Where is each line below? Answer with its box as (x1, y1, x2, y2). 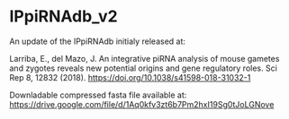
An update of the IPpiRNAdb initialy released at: (9, 36, 186, 47)
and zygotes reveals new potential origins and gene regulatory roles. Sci (9, 63, 277, 73)
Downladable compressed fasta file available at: (9, 89, 187, 100)
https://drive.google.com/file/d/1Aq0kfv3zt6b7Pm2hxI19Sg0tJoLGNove (9, 98, 275, 109)
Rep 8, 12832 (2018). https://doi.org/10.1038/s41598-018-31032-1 (9, 72, 251, 82)
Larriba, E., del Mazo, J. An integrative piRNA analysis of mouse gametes (9, 53, 280, 64)
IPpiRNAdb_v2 (9, 6, 119, 27)
